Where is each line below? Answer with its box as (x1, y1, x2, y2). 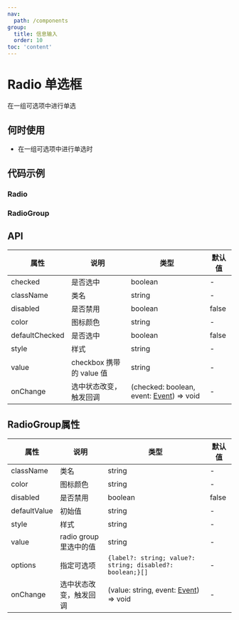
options (11, 560, 36, 570)
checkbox (70, 357, 105, 367)
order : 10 (14, 37, 43, 44)
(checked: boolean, (130, 382, 196, 392)
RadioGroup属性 (7, 418, 80, 431)
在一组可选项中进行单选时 (17, 144, 93, 153)
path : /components (14, 17, 69, 24)
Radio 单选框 (7, 76, 83, 93)
